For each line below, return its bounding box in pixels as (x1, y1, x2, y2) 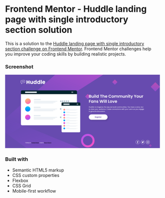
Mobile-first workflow (12, 188, 56, 194)
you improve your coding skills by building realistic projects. (5, 51, 126, 57)
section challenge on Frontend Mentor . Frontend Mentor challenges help (5, 46, 151, 52)
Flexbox (12, 177, 28, 183)
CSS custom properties (12, 172, 60, 178)
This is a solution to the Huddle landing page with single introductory (5, 40, 144, 46)
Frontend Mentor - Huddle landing (5, 3, 147, 15)
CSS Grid (12, 183, 31, 189)
